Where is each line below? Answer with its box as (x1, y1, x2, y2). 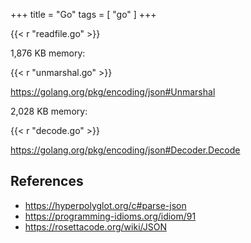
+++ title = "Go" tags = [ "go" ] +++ (10, 9, 157, 20)
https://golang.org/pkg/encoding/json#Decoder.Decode (10, 144, 241, 156)
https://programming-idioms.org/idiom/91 (24, 210, 197, 222)
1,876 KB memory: (10, 47, 86, 59)
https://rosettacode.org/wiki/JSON (24, 220, 167, 233)
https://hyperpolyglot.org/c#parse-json (24, 199, 187, 211)
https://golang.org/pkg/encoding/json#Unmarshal (10, 86, 216, 98)
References (10, 173, 84, 190)
